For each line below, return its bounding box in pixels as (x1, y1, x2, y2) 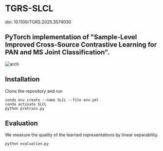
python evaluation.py (5, 141, 49, 146)
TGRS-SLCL (5, 3, 54, 14)
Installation (5, 75, 40, 84)
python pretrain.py (5, 106, 45, 111)
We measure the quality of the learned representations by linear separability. (5, 132, 159, 138)
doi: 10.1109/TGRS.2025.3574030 (5, 19, 72, 25)
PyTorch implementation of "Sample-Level (5, 33, 137, 41)
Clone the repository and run (5, 88, 63, 94)
